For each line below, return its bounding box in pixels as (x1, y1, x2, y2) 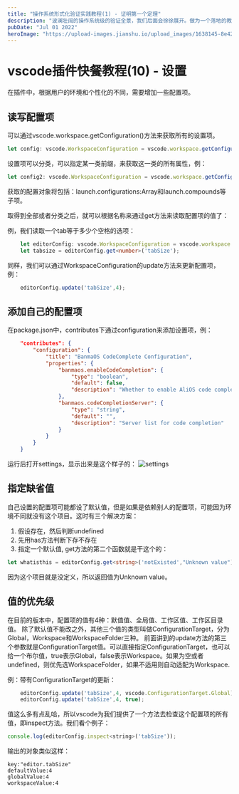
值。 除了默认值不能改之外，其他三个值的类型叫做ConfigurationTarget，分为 (7, 625, 230, 633)
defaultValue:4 (7, 767, 53, 775)
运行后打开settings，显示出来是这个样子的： (7, 460, 137, 469)
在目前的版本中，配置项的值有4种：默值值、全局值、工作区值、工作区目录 (7, 615, 224, 624)
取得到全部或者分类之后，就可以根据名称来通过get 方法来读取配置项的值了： (7, 211, 229, 219)
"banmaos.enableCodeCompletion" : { (58, 366, 164, 374)
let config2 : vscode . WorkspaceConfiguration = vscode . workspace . (7, 173, 205, 180)
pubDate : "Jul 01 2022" (7, 23, 78, 31)
